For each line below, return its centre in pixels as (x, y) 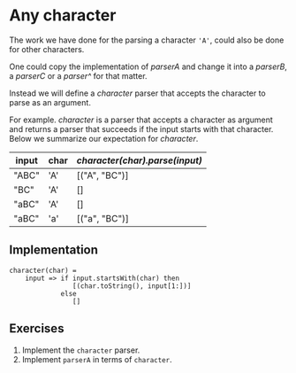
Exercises (37, 329)
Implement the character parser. (81, 350)
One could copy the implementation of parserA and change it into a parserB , (148, 66)
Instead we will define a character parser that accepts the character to (138, 93)
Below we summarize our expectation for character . (104, 138)
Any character (63, 16)
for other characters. (47, 49)
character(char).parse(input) (140, 160)
